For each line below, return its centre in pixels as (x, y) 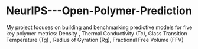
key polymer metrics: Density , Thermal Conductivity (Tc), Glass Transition (97, 33)
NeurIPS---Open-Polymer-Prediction (99, 11)
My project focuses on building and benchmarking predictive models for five (99, 27)
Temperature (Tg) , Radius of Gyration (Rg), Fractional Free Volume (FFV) (95, 40)
